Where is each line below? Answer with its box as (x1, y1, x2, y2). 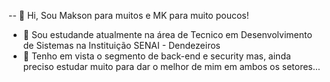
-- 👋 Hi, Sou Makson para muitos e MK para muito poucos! (8, 10, 250, 21)
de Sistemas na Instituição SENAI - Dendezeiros (22, 40, 221, 51)
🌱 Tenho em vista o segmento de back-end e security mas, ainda (22, 50, 291, 62)
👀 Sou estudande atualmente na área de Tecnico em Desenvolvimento (22, 29, 313, 40)
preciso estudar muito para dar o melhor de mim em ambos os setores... (22, 61, 321, 72)
